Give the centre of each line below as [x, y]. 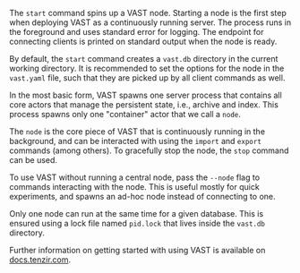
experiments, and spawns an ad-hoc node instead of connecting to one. [142, 196]
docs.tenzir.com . [40, 260]
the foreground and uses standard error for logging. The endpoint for [137, 32]
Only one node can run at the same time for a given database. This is [137, 213]
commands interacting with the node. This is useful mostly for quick [134, 187]
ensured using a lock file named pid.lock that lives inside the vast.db [137, 223]
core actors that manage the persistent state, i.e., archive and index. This [144, 105]
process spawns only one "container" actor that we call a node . [125, 114]
